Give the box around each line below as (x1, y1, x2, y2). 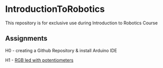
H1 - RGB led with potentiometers (5, 57, 74, 63)
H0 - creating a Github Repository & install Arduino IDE (5, 47, 117, 53)
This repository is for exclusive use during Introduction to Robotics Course (5, 20, 158, 26)
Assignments (5, 34, 48, 43)
